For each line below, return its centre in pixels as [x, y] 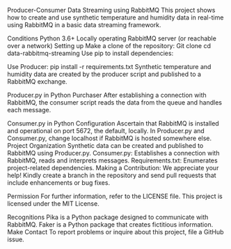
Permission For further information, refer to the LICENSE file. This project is [115, 196]
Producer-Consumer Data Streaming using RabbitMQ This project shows [111, 10]
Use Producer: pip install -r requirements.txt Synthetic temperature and [109, 67]
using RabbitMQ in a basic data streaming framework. [84, 25]
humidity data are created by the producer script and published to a [104, 74]
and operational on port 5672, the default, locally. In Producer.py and [106, 131]
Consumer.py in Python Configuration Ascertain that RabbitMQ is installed [113, 123]
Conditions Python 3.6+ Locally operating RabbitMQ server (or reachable [112, 38]
